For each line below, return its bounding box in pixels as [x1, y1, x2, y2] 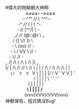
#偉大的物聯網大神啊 [5, 5, 49, 10]
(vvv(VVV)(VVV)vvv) [24, 92, 68, 98]
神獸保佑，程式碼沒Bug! [5, 98, 56, 104]
